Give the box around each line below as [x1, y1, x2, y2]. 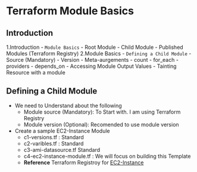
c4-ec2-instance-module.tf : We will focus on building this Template [23, 152, 191, 160]
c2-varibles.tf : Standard [23, 140, 84, 147]
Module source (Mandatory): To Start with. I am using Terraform [23, 108, 181, 115]
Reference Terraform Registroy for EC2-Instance [23, 159, 144, 166]
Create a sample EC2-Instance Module [14, 127, 110, 135]
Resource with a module [6, 69, 65, 76]
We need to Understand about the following [14, 102, 122, 109]
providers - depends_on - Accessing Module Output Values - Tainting [6, 62, 177, 70]
